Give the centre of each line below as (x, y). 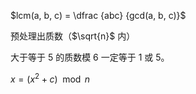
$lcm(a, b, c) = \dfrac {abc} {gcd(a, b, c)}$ (98, 15)
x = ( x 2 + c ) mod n (50, 78)
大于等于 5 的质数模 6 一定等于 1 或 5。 (90, 57)
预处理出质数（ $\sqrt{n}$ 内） (73, 36)
